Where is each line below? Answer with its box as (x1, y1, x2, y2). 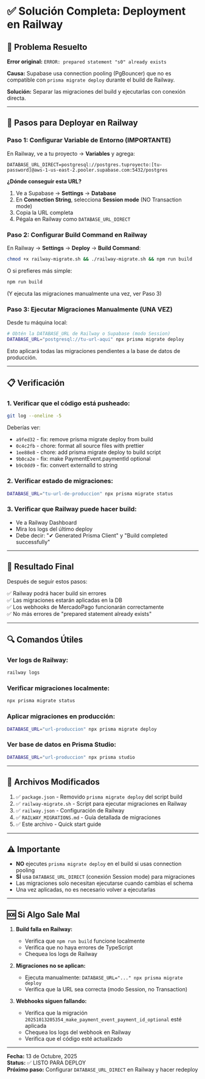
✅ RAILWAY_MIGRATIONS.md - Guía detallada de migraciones (15, 814, 161, 821)
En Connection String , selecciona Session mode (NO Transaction (15, 196, 182, 203)
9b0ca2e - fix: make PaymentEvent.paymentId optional (15, 455, 151, 463)
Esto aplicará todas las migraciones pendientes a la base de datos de (7, 347, 181, 354)
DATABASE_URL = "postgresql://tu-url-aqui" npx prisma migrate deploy (7, 336, 184, 342)
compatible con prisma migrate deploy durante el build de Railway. (7, 76, 175, 83)
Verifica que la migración (24, 1009, 88, 1017)
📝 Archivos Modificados (7, 777, 100, 787)
